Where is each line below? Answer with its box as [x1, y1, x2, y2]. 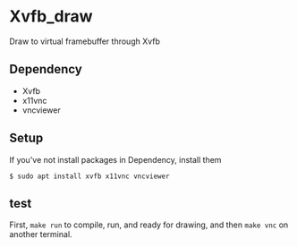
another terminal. [9, 229, 73, 240]
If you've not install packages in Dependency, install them [9, 154, 222, 165]
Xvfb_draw [9, 6, 93, 27]
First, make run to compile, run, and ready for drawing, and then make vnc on [9, 219, 289, 230]
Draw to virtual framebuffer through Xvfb [9, 36, 161, 47]
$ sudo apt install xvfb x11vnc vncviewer [9, 172, 170, 181]
